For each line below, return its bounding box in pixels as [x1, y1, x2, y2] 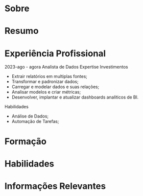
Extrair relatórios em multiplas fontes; [11, 73, 88, 79]
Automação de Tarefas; [11, 119, 59, 124]
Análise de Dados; [11, 113, 49, 119]
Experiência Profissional [4, 48, 106, 59]
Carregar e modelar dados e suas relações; [11, 84, 99, 90]
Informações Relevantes [4, 180, 106, 192]
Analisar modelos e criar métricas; [11, 89, 81, 95]
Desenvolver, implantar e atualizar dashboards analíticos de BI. [11, 94, 139, 100]
